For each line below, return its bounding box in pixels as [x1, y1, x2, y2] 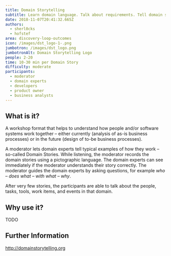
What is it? [5, 112, 40, 120]
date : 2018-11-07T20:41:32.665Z [5, 17, 74, 22]
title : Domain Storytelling [5, 7, 65, 13]
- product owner [10, 88, 44, 93]
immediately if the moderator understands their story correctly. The [5, 162, 147, 168]
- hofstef [10, 31, 31, 36]
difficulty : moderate [5, 64, 51, 69]
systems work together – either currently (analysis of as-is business [5, 131, 148, 137]
